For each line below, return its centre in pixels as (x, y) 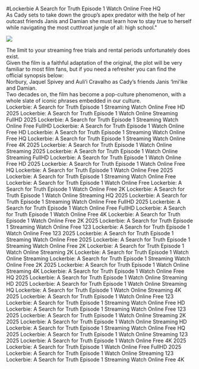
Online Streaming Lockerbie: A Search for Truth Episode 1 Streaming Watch (98, 258)
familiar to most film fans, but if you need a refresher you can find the (91, 69)
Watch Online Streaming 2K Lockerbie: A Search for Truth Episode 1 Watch (97, 252)
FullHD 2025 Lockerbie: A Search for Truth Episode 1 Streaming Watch (92, 119)
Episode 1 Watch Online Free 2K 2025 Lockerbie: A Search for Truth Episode (99, 220)
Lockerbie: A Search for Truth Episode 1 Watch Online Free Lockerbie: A (94, 183)
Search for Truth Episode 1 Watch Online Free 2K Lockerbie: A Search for (96, 189)
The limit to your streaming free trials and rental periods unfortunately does (98, 50)
